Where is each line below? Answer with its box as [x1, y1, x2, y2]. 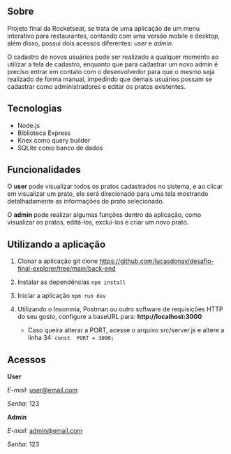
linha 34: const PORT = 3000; [27, 334, 114, 342]
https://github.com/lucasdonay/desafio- [99, 257, 214, 265]
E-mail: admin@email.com [7, 427, 83, 435]
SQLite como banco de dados [17, 143, 103, 152]
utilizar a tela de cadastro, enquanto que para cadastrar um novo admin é [7, 59, 218, 69]
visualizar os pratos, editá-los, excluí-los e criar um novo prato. [7, 218, 189, 227]
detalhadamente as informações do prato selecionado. [7, 197, 165, 206]
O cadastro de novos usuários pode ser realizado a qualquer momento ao [7, 52, 219, 61]
